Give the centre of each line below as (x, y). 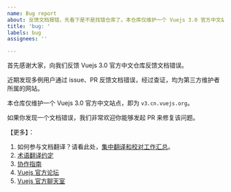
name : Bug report (32, 13)
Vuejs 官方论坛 (38, 173)
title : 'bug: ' (29, 26)
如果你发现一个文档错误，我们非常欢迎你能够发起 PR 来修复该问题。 (103, 118)
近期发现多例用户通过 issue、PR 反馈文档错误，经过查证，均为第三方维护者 (113, 80)
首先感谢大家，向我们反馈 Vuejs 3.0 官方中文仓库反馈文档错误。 (97, 65)
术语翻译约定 (35, 156)
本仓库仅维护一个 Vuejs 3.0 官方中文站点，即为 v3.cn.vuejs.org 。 (100, 103)
